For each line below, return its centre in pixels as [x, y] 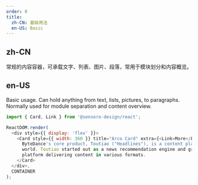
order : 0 [17, 11]
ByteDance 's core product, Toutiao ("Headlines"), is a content [102, 144]
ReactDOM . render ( [27, 127]
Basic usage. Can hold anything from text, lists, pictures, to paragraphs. [93, 100]
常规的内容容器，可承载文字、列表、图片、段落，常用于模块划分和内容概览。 [99, 67]
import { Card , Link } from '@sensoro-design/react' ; [74, 117]
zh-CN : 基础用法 [30, 22]
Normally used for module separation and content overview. [79, 106]
